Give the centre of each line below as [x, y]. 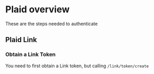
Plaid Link [21, 40]
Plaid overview [37, 10]
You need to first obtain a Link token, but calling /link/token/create [77, 66]
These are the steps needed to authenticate [52, 24]
